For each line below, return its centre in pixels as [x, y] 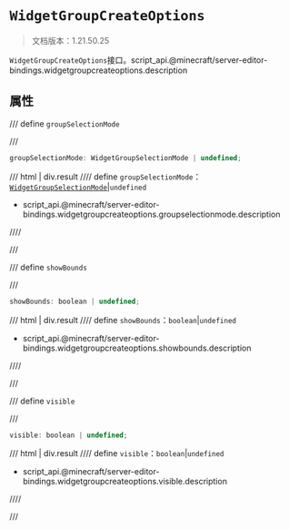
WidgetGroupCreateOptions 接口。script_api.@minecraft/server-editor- [139, 60]
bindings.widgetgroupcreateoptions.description [99, 70]
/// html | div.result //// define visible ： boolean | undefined [117, 454]
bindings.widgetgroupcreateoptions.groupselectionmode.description [151, 214]
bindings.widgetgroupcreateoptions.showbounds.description [137, 348]
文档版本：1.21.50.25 [70, 40]
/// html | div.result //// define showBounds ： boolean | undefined [123, 320]
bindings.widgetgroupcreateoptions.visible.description [125, 482]
